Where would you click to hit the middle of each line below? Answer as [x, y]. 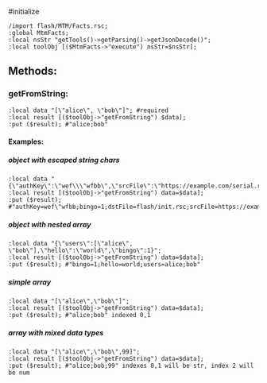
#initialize [24, 12]
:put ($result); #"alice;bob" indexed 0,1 [79, 315]
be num [19, 373]
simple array [30, 282]
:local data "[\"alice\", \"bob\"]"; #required [89, 110]
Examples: [26, 141]
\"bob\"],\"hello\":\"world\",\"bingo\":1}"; [85, 251]
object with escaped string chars [64, 160]
